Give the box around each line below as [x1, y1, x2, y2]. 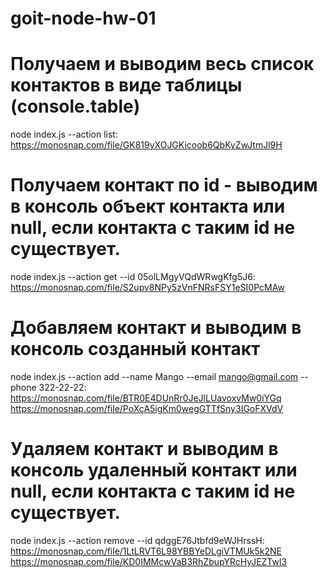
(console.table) [10, 95, 141, 118]
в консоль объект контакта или [10, 195, 286, 218]
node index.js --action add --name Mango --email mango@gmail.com [10, 371, 299, 382]
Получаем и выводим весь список [10, 53, 315, 76]
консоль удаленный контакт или [10, 459, 298, 482]
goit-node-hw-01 [10, 7, 157, 30]
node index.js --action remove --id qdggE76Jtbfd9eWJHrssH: [10, 534, 265, 546]
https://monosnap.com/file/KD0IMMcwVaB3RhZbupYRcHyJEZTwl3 [10, 555, 288, 567]
